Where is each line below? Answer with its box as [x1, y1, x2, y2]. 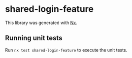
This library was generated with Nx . [5, 20, 77, 26]
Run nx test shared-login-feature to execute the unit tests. [5, 47, 128, 53]
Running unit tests [5, 34, 63, 42]
